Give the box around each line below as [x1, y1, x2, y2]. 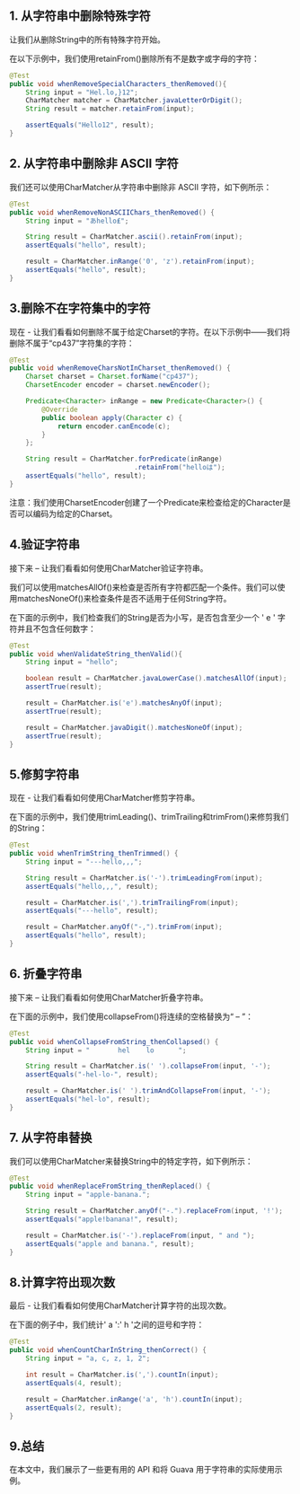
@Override [41, 405, 78, 414]
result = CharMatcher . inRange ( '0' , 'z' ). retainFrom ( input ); [25, 257, 255, 267]
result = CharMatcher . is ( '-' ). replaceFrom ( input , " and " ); [25, 1231, 255, 1240]
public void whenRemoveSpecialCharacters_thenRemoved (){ [9, 79, 227, 88]
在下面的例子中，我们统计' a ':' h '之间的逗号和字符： [9, 1319, 205, 1331]
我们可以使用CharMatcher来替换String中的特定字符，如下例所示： [9, 1156, 253, 1166]
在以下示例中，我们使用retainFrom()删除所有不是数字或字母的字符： [9, 53, 260, 64]
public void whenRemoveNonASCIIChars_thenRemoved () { [9, 207, 216, 217]
